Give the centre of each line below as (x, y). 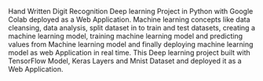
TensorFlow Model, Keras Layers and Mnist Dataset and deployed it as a (125, 61)
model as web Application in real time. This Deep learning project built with (130, 53)
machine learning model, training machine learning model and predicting (126, 36)
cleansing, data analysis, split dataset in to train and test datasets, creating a (132, 28)
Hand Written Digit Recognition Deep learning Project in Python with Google (131, 11)
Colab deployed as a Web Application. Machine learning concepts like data (129, 19)
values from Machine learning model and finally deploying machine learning (131, 44)
